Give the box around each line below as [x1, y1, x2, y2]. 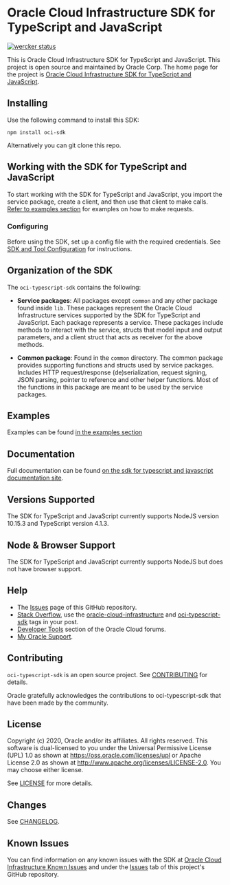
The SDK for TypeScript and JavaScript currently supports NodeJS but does [7, 557, 223, 566]
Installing [7, 98, 48, 109]
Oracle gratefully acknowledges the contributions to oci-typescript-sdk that [7, 691, 222, 699]
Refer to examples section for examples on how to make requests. [7, 204, 194, 213]
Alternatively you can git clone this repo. [7, 141, 122, 149]
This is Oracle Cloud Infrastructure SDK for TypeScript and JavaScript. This [7, 55, 221, 63]
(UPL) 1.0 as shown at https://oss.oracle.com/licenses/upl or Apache [7, 751, 201, 760]
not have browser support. [7, 564, 82, 573]
